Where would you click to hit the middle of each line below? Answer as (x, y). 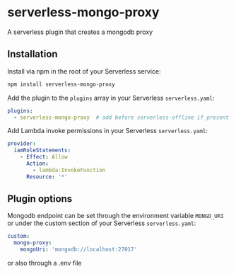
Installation (33, 54)
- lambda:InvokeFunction (69, 170)
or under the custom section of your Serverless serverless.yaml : (102, 223)
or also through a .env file (45, 263)
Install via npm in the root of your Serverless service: (84, 71)
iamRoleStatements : (42, 150)
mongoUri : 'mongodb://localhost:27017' (79, 250)
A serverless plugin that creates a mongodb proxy (80, 32)
